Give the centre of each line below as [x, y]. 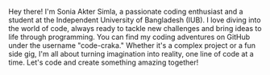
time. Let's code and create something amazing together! [104, 62]
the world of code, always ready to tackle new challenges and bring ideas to [135, 28]
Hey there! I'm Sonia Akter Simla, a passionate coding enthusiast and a [126, 12]
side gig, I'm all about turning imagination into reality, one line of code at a [131, 54]
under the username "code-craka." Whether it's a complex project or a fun [132, 45]
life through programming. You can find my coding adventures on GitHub [129, 37]
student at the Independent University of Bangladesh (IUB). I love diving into [135, 20]
